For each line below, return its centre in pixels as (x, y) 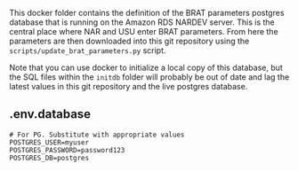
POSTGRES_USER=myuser (49, 142)
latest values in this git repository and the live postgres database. (129, 86)
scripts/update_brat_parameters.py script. (88, 51)
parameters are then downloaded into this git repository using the (129, 41)
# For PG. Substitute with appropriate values (97, 135)
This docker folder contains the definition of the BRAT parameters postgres (147, 13)
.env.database (50, 114)
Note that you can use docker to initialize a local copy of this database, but (146, 67)
